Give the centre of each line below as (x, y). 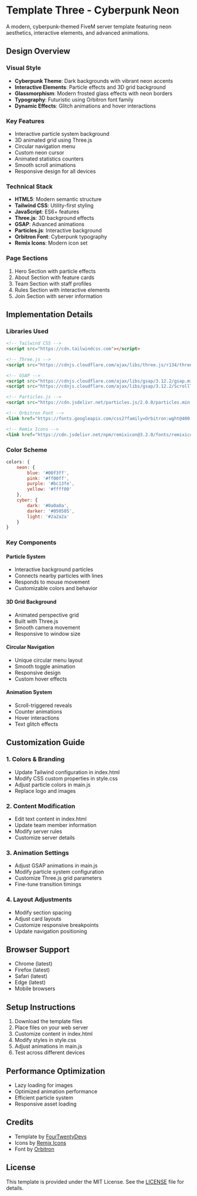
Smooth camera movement (47, 627)
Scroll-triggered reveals (43, 705)
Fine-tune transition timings (48, 885)
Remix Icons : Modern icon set (51, 243)
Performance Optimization (56, 1071)
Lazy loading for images (44, 1085)
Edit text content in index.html (50, 819)
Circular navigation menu (45, 146)
